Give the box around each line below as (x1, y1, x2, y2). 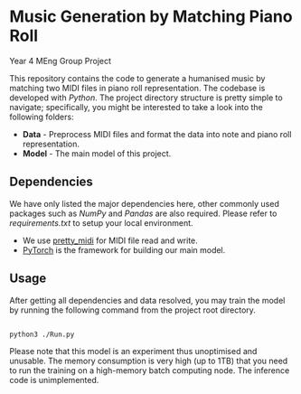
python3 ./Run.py (9, 330, 75, 339)
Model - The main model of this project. (22, 147, 172, 159)
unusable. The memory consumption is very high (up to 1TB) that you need (9, 355, 288, 367)
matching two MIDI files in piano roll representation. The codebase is (9, 82, 266, 93)
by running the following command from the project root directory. (9, 305, 256, 315)
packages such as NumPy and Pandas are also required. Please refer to (9, 208, 277, 219)
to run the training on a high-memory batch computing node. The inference (9, 365, 290, 376)
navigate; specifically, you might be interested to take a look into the (9, 101, 264, 112)
